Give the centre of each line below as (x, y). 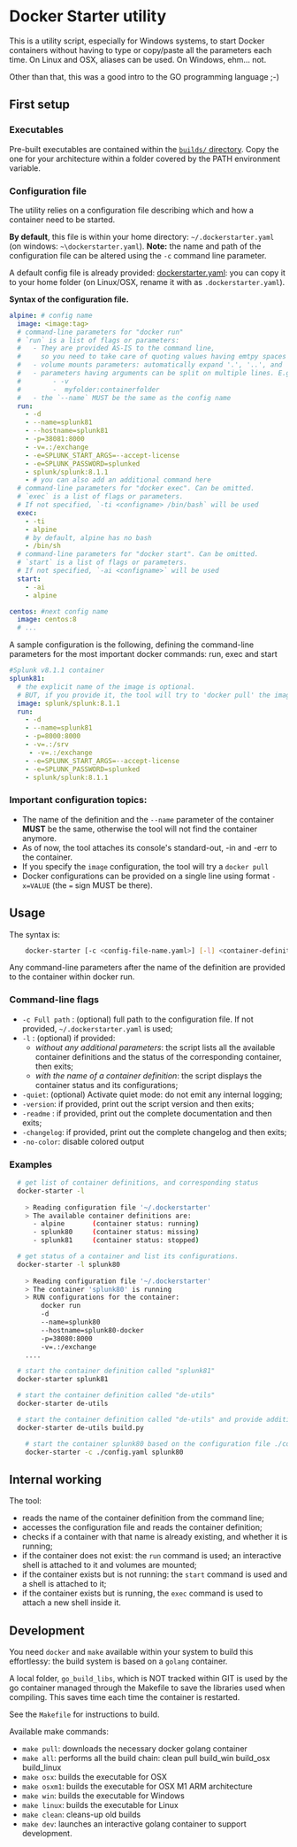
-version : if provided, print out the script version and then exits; (138, 1103)
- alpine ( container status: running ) (116, 1224)
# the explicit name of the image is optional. (107, 687)
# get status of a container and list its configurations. (128, 1256)
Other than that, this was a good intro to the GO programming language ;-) (145, 76)
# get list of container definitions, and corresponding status (138, 1183)
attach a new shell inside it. (72, 1603)
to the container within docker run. (72, 977)
